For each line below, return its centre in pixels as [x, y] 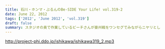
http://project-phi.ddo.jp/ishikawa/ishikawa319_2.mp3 [60, 41]
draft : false [18, 23]
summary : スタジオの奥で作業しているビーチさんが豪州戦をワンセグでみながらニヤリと [81, 28]
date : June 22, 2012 [26, 14]
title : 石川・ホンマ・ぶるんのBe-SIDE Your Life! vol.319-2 [64, 9]
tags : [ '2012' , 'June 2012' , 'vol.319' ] [47, 18]
